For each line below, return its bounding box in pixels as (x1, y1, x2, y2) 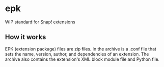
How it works (5, 33, 46, 41)
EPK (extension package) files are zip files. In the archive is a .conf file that (5, 46, 156, 51)
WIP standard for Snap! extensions (5, 19, 76, 25)
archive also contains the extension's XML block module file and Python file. (5, 56, 160, 62)
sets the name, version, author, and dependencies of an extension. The (5, 51, 149, 57)
